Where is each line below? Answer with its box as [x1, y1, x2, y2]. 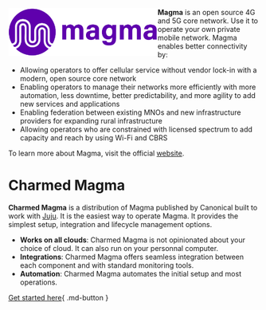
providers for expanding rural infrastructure [19, 116, 163, 125]
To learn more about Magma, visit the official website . [8, 148, 185, 158]
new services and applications [19, 100, 120, 108]
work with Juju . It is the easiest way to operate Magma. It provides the [8, 211, 239, 221]
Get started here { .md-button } [8, 292, 109, 302]
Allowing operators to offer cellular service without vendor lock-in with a [19, 65, 257, 75]
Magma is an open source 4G [158, 8, 256, 17]
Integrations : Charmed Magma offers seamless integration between [19, 252, 244, 261]
